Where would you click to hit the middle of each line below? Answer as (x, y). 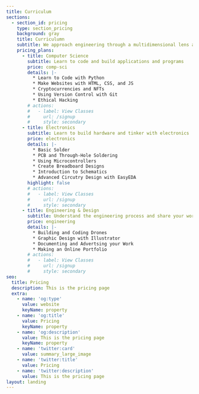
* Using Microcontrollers (64, 161)
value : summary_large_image (57, 354)
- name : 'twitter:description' (55, 371)
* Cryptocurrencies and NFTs (68, 89)
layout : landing (26, 382)
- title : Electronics (49, 128)
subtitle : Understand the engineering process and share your (106, 216)
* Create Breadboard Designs (68, 166)
